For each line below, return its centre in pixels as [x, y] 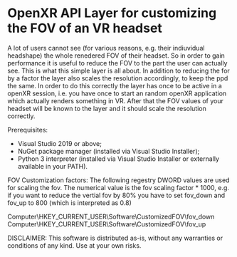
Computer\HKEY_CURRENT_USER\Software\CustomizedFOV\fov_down [111, 216]
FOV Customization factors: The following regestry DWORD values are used [118, 180]
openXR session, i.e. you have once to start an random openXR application [117, 93]
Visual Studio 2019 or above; [59, 143]
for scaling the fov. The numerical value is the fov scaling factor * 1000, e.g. [118, 187]
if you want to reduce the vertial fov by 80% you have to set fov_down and [116, 195]
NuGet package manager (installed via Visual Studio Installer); [109, 151]
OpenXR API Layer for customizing [112, 13]
